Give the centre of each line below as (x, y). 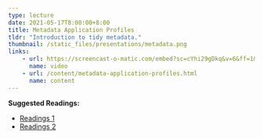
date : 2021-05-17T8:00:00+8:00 (59, 23)
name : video (48, 66)
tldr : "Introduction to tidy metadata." (75, 37)
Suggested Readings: (44, 103)
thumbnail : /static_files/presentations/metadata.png (98, 45)
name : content (52, 80)
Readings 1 (37, 118)
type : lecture (31, 15)
